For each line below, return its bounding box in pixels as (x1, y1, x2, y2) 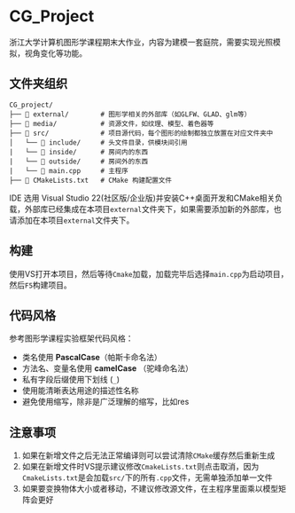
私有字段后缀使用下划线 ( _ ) (21, 375, 120, 385)
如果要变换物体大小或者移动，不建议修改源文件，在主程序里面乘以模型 (21, 484, 279, 494)
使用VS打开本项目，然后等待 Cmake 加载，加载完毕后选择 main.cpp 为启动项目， (9, 268, 289, 279)
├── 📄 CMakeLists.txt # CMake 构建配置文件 (9, 176, 173, 185)
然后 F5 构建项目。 (9, 280, 73, 290)
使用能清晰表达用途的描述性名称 (21, 385, 139, 396)
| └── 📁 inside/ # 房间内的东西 (9, 147, 149, 156)
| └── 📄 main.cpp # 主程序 (9, 166, 128, 175)
